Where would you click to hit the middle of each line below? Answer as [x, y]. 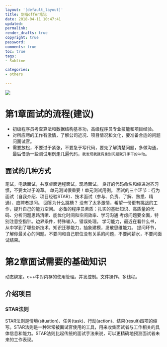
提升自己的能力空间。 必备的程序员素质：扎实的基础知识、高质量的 [82, 209]
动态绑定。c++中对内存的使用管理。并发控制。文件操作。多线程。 [73, 276]
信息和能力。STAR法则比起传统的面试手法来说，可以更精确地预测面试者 [82, 334]
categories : [17, 70]
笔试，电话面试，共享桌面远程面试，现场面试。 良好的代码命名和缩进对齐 [80, 184]
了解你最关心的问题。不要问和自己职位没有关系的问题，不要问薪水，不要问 [81, 233]
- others [14, 74]
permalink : [16, 28]
